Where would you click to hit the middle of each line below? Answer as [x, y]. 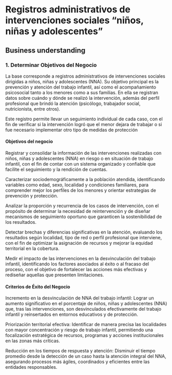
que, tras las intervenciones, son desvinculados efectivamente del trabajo [83, 309]
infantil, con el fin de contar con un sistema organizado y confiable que [80, 164]
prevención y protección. [32, 196]
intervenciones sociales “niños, [74, 20]
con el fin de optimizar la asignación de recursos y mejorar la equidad [79, 243]
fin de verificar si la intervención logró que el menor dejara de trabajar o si [84, 124]
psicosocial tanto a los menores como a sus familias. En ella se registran [82, 92]
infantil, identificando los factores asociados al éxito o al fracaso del [77, 264]
